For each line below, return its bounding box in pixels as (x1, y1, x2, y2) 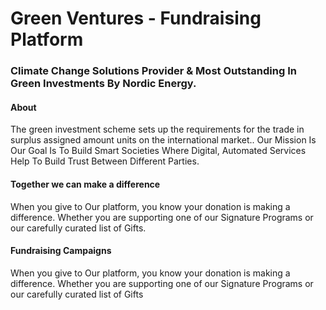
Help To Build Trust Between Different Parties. (10, 155, 200, 167)
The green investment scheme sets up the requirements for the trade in (10, 123, 305, 136)
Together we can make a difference (10, 178, 161, 190)
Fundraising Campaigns (10, 245, 112, 257)
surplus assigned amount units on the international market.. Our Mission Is (10, 134, 317, 146)
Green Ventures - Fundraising (10, 7, 262, 30)
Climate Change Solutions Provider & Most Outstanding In (10, 64, 297, 78)
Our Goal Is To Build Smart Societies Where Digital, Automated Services (10, 145, 307, 157)
